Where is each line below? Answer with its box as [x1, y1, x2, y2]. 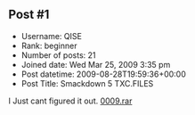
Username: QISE [20, 30, 82, 41]
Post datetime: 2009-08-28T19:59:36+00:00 [20, 69, 186, 79]
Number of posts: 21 [20, 49, 96, 61]
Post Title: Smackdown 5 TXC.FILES [20, 78, 154, 88]
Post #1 [8, 7, 50, 22]
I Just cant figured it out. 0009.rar [8, 95, 133, 106]
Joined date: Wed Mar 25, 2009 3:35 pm [20, 59, 171, 70]
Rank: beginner [20, 40, 77, 51]
